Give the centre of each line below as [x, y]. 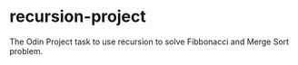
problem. [26, 51]
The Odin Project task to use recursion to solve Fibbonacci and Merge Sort [149, 42]
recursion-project [78, 17]
